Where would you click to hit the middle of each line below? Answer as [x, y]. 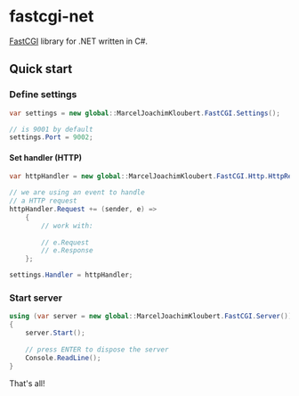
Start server [36, 298]
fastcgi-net [52, 16]
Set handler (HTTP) [46, 157]
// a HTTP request [43, 201]
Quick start [41, 69]
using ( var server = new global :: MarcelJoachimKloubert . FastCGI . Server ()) [151, 317]
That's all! [27, 383]
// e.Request [65, 243]
